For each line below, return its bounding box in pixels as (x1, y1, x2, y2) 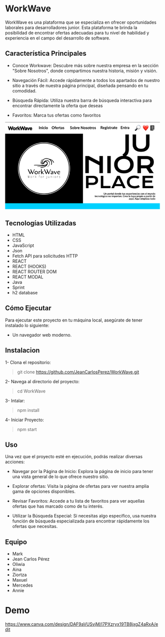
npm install (17, 407, 40, 413)
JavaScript (12, 242, 34, 248)
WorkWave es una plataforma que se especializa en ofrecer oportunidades (5, 19, 157, 25)
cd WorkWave (17, 388, 46, 394)
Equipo (5, 538, 27, 546)
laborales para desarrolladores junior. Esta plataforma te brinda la (5, 24, 137, 30)
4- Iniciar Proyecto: (5, 417, 44, 423)
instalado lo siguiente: (5, 322, 50, 328)
